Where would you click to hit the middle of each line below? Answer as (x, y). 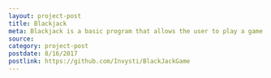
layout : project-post (45, 16)
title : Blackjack (38, 24)
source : (22, 39)
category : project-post (49, 46)
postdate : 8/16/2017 (43, 54)
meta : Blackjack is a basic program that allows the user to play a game (136, 31)
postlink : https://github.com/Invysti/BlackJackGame (99, 62)
